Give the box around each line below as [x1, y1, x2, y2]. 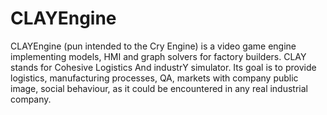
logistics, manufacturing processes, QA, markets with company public [10, 72, 299, 84]
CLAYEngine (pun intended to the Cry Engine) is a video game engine [10, 40, 297, 52]
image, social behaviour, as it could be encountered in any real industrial [10, 82, 308, 94]
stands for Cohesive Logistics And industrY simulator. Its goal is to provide [10, 61, 317, 73]
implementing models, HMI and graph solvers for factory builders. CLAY [10, 50, 307, 62]
